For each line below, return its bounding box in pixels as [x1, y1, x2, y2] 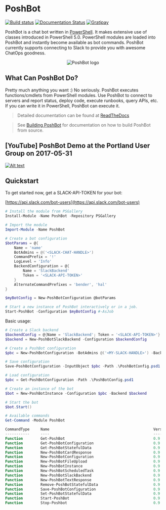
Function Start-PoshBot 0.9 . [5, 496, 163, 501]
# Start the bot [5, 400, 39, 405]
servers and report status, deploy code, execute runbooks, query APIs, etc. [5, 97, 159, 103]
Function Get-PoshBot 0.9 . [5, 436, 163, 441]
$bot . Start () [5, 404, 32, 410]
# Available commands [5, 414, 50, 418]
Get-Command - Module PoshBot [5, 418, 65, 423]
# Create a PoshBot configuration [5, 346, 77, 351]
